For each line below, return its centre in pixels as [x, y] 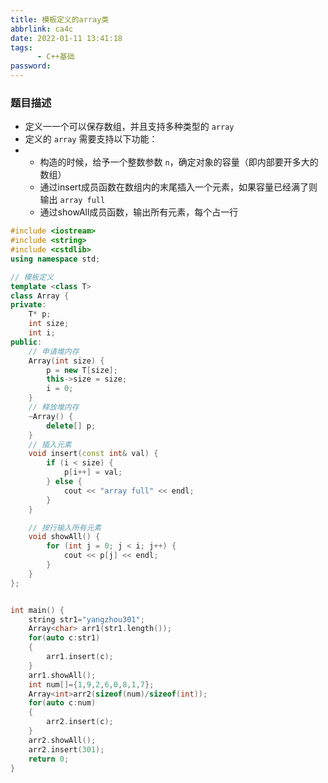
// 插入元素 [50, 444]
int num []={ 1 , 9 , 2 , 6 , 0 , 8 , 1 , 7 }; [91, 684]
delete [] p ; [71, 426]
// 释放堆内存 [54, 407]
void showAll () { [64, 537]
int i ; [42, 333]
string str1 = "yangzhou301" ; [86, 619]
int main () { [37, 610]
